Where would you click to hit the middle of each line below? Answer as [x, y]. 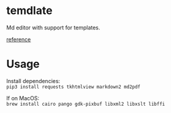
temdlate [30, 11]
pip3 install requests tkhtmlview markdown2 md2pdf [73, 87]
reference [19, 39]
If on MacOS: [23, 98]
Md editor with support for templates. [53, 27]
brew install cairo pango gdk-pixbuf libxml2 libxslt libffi [86, 104]
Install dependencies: [33, 81]
